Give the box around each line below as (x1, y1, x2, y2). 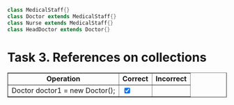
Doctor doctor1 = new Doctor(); (11, 86, 116, 95)
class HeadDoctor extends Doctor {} (7, 26, 111, 33)
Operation (46, 74, 81, 83)
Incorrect (155, 74, 187, 83)
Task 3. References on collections (7, 49, 207, 65)
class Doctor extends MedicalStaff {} (7, 13, 117, 20)
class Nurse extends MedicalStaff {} (7, 19, 114, 26)
